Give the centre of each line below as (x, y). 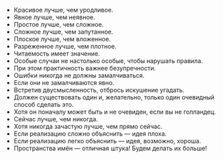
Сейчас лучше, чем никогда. (56, 119)
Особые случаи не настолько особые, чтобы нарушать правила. (108, 61)
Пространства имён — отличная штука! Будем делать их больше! (110, 148)
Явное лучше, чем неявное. (54, 17)
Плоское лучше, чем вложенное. (62, 39)
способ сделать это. (44, 105)
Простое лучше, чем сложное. (59, 24)
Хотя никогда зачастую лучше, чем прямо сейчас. (88, 126)
